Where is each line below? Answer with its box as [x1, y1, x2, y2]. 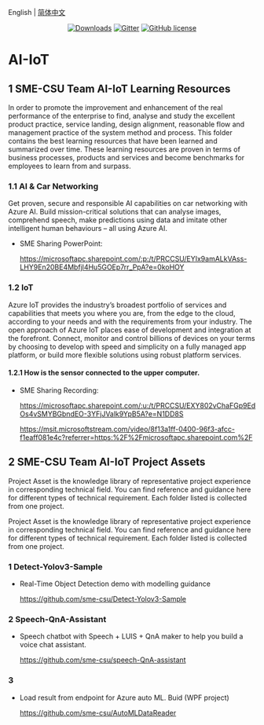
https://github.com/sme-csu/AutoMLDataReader [19, 708, 177, 717]
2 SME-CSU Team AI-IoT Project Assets [8, 456, 206, 469]
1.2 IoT [8, 282, 34, 293]
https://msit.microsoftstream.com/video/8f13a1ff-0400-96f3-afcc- [19, 424, 236, 434]
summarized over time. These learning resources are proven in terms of [8, 145, 241, 154]
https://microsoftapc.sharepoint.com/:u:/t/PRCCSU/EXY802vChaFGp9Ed [19, 401, 256, 410]
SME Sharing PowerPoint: [19, 239, 103, 248]
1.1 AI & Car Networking [8, 181, 99, 192]
